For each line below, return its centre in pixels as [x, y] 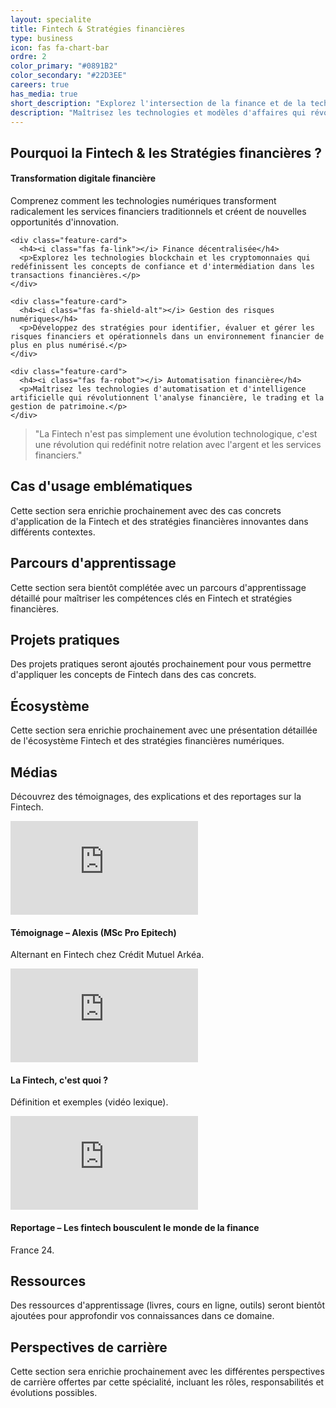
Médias [34, 772]
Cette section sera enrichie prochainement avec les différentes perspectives [167, 1372]
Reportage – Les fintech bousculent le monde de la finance [135, 1228]
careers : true [40, 85]
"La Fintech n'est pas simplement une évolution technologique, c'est [176, 433]
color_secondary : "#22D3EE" [69, 76]
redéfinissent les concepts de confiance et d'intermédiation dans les [162, 266]
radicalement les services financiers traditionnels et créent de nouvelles [158, 211]
